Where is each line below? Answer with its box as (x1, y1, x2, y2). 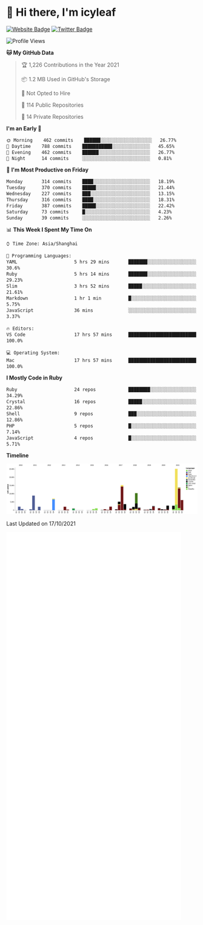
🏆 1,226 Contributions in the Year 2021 (21, 61, 119, 68)
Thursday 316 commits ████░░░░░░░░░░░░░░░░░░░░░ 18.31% (6, 196, 175, 202)
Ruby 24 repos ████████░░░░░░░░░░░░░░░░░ (6, 386, 197, 393)
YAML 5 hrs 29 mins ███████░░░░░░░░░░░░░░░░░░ (6, 259, 197, 265)
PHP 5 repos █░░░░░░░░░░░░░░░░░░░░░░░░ (6, 422, 197, 429)
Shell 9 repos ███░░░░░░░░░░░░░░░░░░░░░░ (6, 410, 197, 417)
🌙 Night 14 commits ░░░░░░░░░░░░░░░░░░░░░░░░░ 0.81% (6, 155, 172, 161)
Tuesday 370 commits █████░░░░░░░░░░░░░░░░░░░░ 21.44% (6, 184, 175, 190)
